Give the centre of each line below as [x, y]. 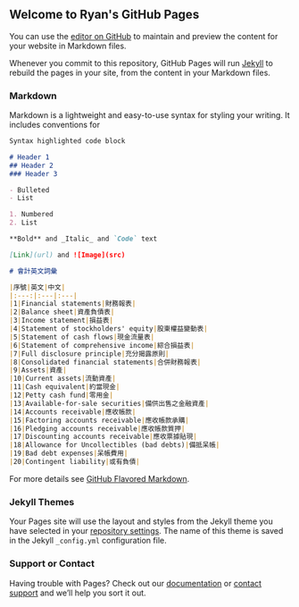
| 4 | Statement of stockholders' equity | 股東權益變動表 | [108, 329]
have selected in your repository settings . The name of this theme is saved [146, 531]
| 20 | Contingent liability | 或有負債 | [75, 462]
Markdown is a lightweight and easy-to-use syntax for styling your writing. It [149, 115]
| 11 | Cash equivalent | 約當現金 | [65, 387]
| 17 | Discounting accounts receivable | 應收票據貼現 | [104, 437]
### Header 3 [33, 173]
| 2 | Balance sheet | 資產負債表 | [62, 312]
